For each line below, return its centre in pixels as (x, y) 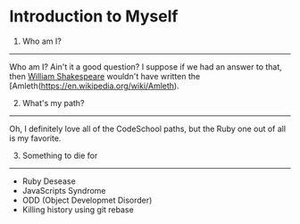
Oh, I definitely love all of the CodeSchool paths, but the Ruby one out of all (148, 129)
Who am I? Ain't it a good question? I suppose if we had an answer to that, (146, 66)
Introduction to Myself (94, 17)
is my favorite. (35, 138)
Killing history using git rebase (78, 209)
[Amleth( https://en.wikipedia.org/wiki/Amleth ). (95, 86)
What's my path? (53, 103)
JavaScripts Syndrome (64, 190)
